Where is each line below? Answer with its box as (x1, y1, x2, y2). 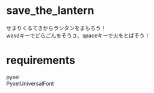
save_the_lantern (6, 4, 94, 18)
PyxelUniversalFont (6, 80, 54, 87)
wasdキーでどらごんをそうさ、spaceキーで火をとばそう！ (6, 31, 150, 39)
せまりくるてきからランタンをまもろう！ (6, 24, 106, 31)
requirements (6, 54, 75, 67)
